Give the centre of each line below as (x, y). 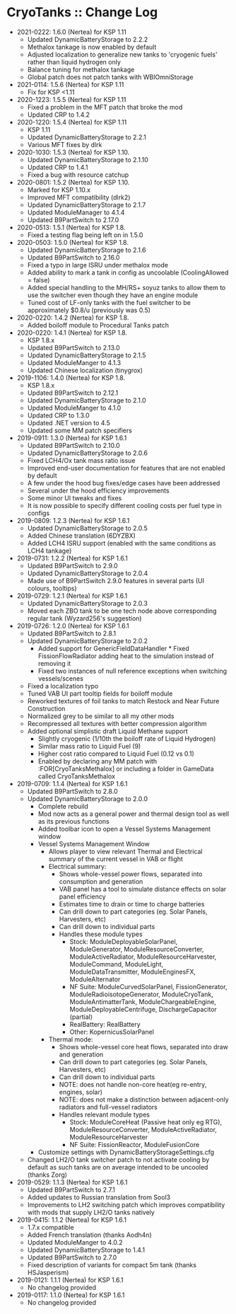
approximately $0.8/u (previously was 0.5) (89, 310)
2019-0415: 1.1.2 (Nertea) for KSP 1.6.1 (71, 1220)
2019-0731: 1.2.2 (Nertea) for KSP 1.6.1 (72, 558)
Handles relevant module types (104, 1114)
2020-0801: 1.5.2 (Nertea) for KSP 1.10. (73, 182)
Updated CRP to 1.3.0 (58, 415)
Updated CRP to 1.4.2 (58, 115)
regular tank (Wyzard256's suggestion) (84, 618)
